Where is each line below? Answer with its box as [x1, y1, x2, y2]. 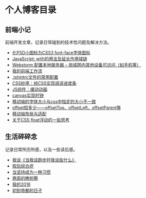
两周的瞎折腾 [12, 175, 38, 181]
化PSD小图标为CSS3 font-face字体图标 [12, 50, 91, 55]
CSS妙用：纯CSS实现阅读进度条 [12, 80, 77, 86]
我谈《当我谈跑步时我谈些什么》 [12, 157, 76, 163]
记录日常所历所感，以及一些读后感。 [5, 146, 78, 152]
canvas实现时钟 [12, 92, 44, 98]
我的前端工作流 [12, 68, 42, 74]
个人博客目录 [5, 4, 57, 16]
